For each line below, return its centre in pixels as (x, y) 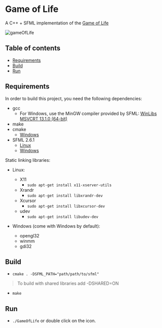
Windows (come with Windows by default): (56, 226)
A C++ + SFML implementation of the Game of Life (57, 23)
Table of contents (33, 48)
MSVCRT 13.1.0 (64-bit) (44, 118)
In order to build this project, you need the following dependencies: (74, 99)
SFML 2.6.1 (23, 140)
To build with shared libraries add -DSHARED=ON (68, 283)
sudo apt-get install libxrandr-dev (65, 196)
